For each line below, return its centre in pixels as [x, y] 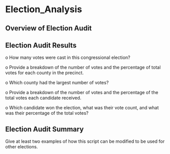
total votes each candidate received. [43, 98]
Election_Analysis [44, 9]
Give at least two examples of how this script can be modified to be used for [85, 141]
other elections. [22, 147]
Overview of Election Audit [49, 28]
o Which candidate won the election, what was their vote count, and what [82, 108]
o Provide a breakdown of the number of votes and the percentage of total [83, 68]
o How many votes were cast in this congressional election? [68, 57]
